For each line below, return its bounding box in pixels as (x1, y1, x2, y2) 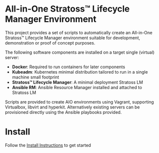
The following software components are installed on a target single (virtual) (5, 49, 155, 55)
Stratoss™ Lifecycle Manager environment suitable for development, (5, 35, 140, 41)
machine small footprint (12, 74, 59, 80)
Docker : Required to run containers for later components (12, 64, 126, 70)
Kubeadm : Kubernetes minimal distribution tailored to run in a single (12, 69, 148, 75)
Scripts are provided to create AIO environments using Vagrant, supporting (5, 99, 154, 105)
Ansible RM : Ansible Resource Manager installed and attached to (12, 84, 143, 90)
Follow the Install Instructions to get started (5, 142, 91, 148)
